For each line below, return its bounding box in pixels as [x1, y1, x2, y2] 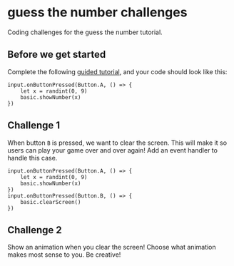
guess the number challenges [7, 4, 188, 21]
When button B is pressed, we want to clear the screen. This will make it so [7, 138, 227, 147]
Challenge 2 [7, 224, 62, 236]
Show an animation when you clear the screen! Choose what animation [7, 243, 216, 252]
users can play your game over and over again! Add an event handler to [7, 145, 218, 154]
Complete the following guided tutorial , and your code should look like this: [7, 67, 228, 76]
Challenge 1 [7, 119, 61, 132]
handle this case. [7, 153, 58, 162]
